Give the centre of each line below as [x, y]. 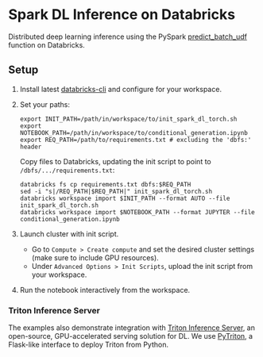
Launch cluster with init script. [69, 234]
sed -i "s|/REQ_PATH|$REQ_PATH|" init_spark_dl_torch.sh [116, 191]
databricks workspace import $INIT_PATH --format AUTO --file [125, 198]
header [31, 147]
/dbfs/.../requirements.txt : [67, 170]
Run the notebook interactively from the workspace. [105, 290]
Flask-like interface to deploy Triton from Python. [89, 345]
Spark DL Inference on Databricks [122, 15]
